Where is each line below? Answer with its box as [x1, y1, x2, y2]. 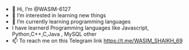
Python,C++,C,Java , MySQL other [11, 31, 97, 38]
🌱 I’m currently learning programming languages [11, 18, 131, 25]
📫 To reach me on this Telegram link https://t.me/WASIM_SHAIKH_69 [11, 37, 183, 44]
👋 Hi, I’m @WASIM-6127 [11, 6, 71, 12]
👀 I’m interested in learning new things [11, 12, 106, 19]
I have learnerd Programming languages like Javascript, [11, 24, 149, 31]
